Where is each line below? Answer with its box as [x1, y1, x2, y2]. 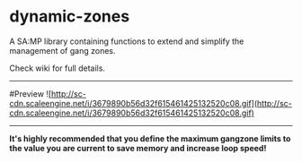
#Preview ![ [9, 88, 52, 99]
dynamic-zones [9, 6, 130, 27]
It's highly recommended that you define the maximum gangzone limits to [9, 132, 291, 144]
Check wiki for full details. [9, 63, 106, 73]
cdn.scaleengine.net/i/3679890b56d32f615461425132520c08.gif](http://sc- [9, 98, 292, 108]
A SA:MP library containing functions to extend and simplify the [9, 36, 244, 47]
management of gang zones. [9, 45, 116, 55]
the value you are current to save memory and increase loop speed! [9, 142, 267, 153]
